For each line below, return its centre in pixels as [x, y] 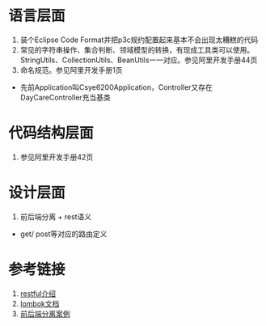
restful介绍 [38, 293]
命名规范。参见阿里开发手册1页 [71, 70]
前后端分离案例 [45, 313]
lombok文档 [40, 303]
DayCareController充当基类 [65, 97]
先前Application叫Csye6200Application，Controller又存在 [116, 87]
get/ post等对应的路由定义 [63, 234]
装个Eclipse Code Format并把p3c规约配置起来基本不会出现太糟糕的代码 [139, 40]
